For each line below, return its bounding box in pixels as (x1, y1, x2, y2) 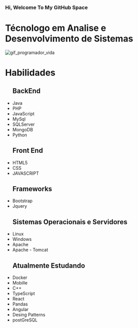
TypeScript (12, 291, 35, 297)
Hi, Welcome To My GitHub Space (5, 4, 88, 11)
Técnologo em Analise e (5, 22, 106, 34)
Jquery (12, 203, 27, 209)
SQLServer (12, 121, 35, 127)
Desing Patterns (12, 312, 46, 318)
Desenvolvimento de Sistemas (5, 33, 134, 44)
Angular (12, 307, 29, 313)
